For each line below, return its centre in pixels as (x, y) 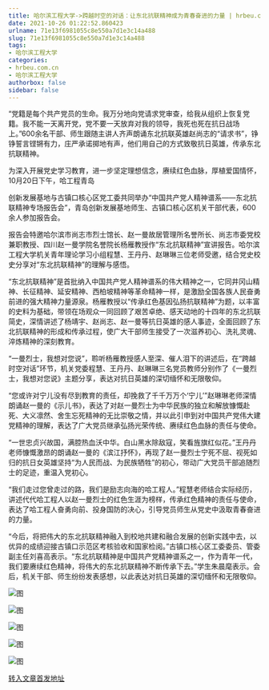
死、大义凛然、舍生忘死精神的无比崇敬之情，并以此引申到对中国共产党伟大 (131, 416)
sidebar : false (34, 90)
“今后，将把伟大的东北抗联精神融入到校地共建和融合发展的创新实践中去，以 (133, 536)
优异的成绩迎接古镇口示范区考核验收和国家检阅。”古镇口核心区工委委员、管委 (134, 546)
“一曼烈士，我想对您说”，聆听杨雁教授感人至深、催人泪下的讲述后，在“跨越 (132, 359)
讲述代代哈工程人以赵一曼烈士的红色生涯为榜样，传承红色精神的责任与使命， (134, 500)
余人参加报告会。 (36, 217)
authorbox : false (37, 82)
